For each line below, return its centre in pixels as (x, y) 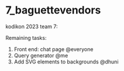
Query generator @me (41, 55)
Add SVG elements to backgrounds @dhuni (66, 62)
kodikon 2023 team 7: (32, 26)
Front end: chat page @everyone (54, 49)
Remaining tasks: (26, 38)
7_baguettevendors (53, 10)
